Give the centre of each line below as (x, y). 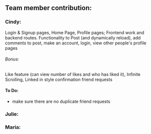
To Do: (12, 91)
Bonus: (12, 59)
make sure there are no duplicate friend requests (61, 101)
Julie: (12, 114)
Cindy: (13, 22)
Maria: (13, 127)
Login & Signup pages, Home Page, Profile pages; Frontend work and (75, 32)
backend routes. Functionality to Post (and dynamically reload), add (73, 38)
